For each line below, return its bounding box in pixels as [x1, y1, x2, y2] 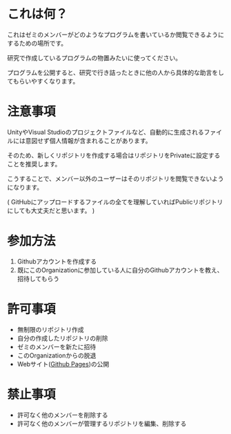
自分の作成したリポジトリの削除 [17, 334, 108, 342]
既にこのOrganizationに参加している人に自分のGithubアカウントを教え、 [17, 266, 223, 274]
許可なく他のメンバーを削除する [17, 411, 108, 419]
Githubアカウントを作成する [17, 257, 97, 266]
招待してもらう [17, 274, 60, 283]
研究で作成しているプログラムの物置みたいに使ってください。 [7, 53, 182, 62]
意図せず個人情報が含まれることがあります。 [25, 136, 152, 145]
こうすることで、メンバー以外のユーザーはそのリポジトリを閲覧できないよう [7, 174, 224, 183]
